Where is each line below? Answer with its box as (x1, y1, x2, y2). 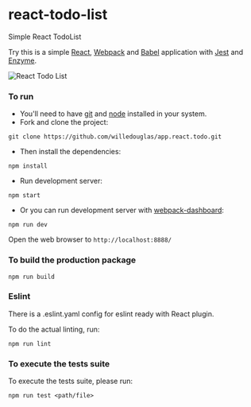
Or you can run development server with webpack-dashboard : (19, 205, 225, 215)
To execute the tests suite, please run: (8, 376, 133, 386)
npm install (8, 162, 48, 170)
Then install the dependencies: (19, 147, 122, 157)
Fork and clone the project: (19, 118, 109, 127)
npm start (8, 192, 41, 200)
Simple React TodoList (8, 32, 82, 41)
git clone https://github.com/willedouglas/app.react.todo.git (8, 133, 222, 141)
